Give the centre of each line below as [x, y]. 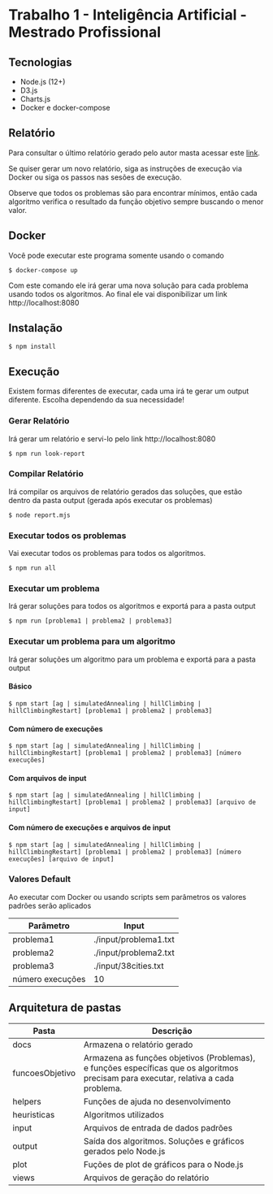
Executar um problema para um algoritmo [92, 641]
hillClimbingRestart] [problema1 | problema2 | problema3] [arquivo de [132, 802]
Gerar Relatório [39, 421]
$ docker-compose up [43, 270]
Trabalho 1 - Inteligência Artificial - [128, 15]
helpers [27, 1101]
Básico [20, 686]
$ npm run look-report [47, 454]
